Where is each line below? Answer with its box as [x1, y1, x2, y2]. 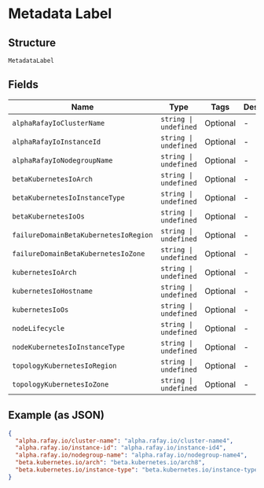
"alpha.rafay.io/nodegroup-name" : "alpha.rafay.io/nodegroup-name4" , [15, 451, 247, 460]
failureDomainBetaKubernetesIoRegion [12, 230, 153, 240]
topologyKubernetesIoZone [12, 380, 109, 389]
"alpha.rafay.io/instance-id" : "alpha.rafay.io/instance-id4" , [15, 444, 226, 452]
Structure [8, 36, 57, 50]
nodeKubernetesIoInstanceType [12, 343, 126, 351]
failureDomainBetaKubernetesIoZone [12, 249, 145, 258]
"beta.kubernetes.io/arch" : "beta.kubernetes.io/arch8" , [15, 459, 206, 467]
